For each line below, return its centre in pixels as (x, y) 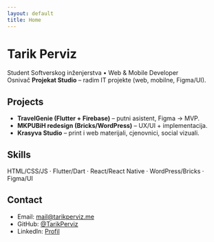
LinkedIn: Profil (38, 231)
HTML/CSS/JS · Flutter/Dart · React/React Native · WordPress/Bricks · (106, 171)
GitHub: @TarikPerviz (47, 223)
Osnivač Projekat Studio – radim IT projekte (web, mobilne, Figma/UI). (107, 80)
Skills (19, 154)
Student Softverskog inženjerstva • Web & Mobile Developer (93, 73)
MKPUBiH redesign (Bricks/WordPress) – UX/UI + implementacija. (112, 126)
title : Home (24, 20)
